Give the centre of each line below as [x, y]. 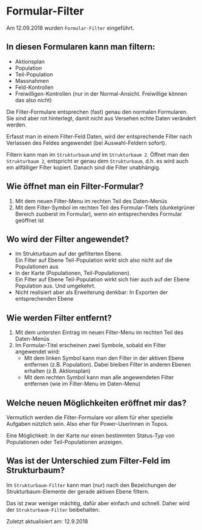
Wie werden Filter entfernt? [59, 318]
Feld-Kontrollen [34, 87]
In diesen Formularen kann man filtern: [81, 47]
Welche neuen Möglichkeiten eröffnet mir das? [96, 403]
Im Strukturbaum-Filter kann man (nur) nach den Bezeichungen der [91, 485]
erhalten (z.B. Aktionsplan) [57, 371]
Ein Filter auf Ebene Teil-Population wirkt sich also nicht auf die [94, 260]
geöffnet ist [29, 220]
